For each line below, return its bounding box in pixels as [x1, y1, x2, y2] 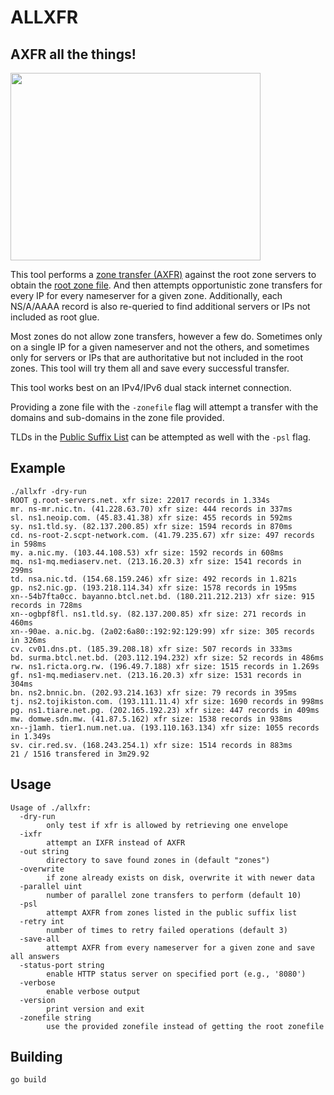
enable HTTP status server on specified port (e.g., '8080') [46, 969, 307, 979]
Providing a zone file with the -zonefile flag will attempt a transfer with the [10, 401, 319, 413]
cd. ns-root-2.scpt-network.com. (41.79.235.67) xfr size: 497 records [10, 530, 315, 540]
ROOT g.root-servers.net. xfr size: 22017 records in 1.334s [10, 495, 271, 505]
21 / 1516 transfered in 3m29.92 [10, 749, 150, 759]
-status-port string [19, 960, 105, 970]
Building [10, 1049, 63, 1066]
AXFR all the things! [10, 46, 137, 63]
